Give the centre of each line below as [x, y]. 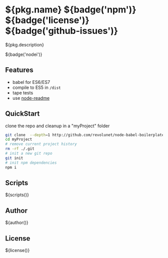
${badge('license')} [47, 20]
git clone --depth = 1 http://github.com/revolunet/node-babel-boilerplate [85, 135]
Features [19, 70]
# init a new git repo [29, 154]
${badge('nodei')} [24, 54]
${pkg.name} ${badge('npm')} [71, 10]
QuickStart [22, 114]
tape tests [23, 93]
